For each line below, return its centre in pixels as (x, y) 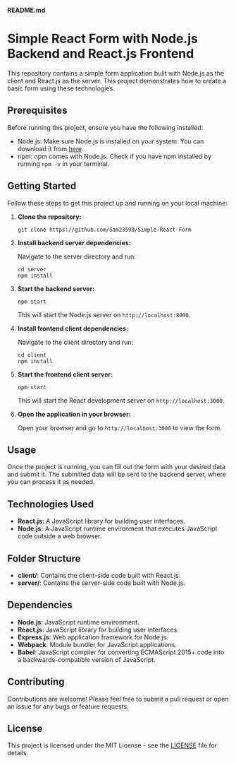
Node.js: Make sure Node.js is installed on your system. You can (111, 141)
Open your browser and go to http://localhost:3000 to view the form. (119, 427)
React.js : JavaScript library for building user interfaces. (98, 629)
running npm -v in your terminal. (63, 164)
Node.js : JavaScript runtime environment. (78, 622)
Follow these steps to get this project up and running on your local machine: (117, 203)
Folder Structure (44, 558)
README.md (26, 10)
